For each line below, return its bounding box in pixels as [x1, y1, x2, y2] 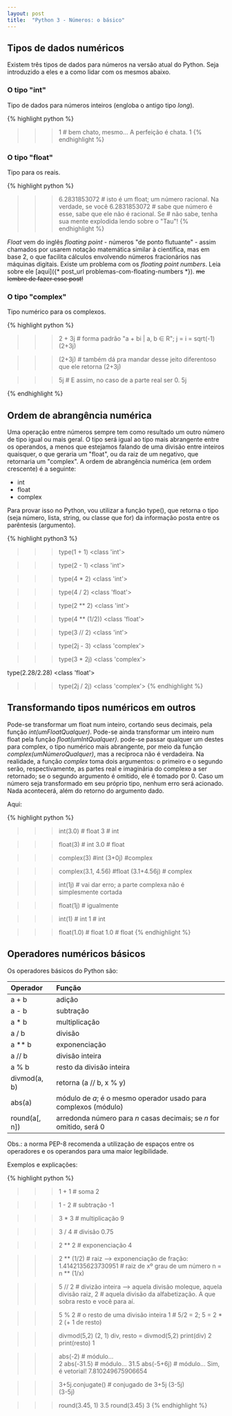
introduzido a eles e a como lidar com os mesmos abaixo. [7, 68, 171, 76]
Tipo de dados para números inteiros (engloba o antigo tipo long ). [7, 101, 195, 109]
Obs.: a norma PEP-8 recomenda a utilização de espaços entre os [7, 1140, 195, 1148]
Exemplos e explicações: [7, 1160, 78, 1169]
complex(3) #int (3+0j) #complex [58, 853, 153, 862]
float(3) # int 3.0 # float [58, 840, 125, 848]
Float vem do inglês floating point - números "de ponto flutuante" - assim [7, 238, 216, 246]
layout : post [7, 10, 45, 17]
